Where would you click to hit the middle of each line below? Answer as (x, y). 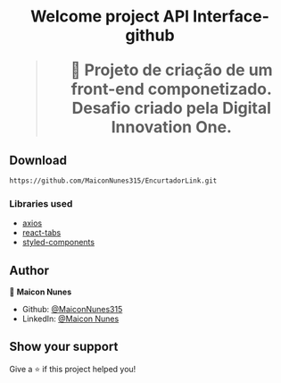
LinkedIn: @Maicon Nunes (70, 319)
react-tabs (41, 233)
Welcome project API (110, 17)
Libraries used (41, 203)
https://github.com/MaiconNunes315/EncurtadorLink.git (113, 181)
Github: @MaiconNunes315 (72, 309)
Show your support (64, 347)
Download (38, 160)
